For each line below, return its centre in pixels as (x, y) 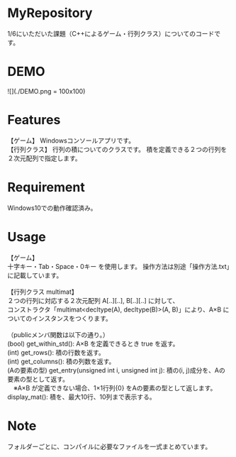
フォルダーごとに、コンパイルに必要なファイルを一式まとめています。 (109, 446)
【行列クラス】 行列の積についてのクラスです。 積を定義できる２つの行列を (117, 149)
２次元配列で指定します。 (44, 158)
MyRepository (50, 13)
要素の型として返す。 (38, 379)
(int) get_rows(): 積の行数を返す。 (56, 352)
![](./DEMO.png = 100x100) (46, 91)
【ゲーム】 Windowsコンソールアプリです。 (71, 141)
